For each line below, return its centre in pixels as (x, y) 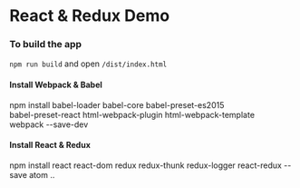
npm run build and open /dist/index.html (88, 64)
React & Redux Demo (90, 16)
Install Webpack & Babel (56, 85)
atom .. (42, 174)
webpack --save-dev (49, 124)
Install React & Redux (50, 145)
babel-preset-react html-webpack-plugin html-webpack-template (132, 114)
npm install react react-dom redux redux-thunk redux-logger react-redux (146, 165)
